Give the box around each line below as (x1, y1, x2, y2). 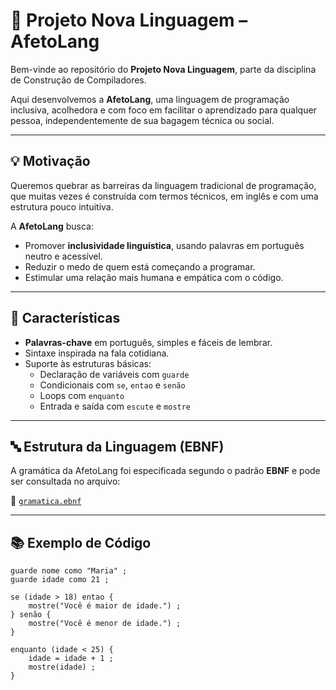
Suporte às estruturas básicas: (24, 357, 152, 369)
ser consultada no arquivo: (10, 475, 121, 488)
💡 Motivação (10, 153, 91, 170)
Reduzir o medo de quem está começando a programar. (24, 260, 256, 273)
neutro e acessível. (24, 250, 103, 262)
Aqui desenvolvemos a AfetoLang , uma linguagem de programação (10, 93, 290, 105)
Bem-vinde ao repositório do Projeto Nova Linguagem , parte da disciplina (10, 63, 317, 75)
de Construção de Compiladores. (10, 74, 147, 86)
